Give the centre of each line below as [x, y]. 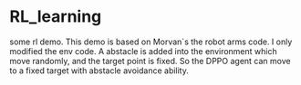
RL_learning [56, 17]
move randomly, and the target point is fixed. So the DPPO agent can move [150, 61]
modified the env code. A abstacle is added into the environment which [143, 51]
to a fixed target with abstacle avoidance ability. [99, 71]
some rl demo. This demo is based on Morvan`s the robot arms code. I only [151, 42]
